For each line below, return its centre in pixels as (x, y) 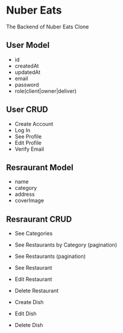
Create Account (34, 124)
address (25, 194)
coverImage (29, 201)
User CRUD (27, 110)
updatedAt (27, 72)
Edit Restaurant (33, 279)
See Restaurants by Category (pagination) (66, 245)
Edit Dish (25, 313)
